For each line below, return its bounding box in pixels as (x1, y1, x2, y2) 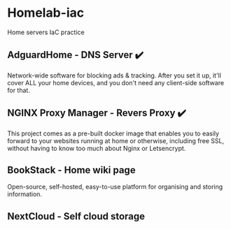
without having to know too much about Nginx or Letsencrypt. (7, 144, 186, 152)
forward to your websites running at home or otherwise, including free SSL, (7, 136, 225, 145)
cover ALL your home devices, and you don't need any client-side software (7, 78, 225, 87)
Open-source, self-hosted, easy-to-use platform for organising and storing (7, 183, 223, 191)
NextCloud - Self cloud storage (7, 210, 146, 222)
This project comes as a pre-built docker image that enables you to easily (7, 129, 219, 138)
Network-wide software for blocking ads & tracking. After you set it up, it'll (7, 71, 222, 80)
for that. (7, 86, 30, 94)
